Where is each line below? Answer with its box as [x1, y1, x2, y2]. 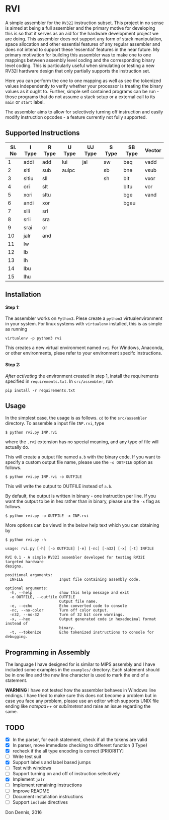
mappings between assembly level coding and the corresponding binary [5, 57, 155, 63]
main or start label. [5, 99, 45, 105]
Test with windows [12, 765, 52, 771]
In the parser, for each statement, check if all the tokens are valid [12, 736, 147, 742]
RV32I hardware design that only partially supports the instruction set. [5, 67, 150, 74]
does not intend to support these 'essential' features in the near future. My [5, 46, 160, 52]
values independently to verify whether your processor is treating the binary [5, 83, 163, 89]
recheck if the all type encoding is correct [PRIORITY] [12, 748, 124, 754]
